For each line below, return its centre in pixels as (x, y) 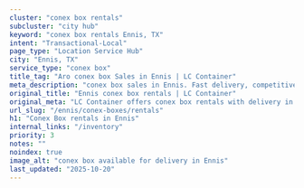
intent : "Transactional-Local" (68, 43)
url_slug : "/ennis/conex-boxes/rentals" (87, 110)
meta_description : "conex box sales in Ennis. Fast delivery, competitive (153, 85)
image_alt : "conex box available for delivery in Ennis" (119, 160)
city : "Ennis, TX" (44, 60)
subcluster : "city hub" (54, 26)
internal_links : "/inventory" (66, 127)
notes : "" (28, 144)
